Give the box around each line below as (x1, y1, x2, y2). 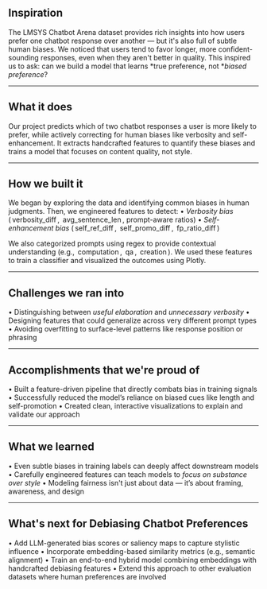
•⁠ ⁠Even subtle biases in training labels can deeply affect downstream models (8, 461, 259, 471)
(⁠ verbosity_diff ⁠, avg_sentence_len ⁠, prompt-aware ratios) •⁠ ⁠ (8, 215, 204, 225)
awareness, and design (8, 486, 85, 496)
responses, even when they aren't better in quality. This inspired (41, 52, 251, 62)
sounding (8, 52, 40, 62)
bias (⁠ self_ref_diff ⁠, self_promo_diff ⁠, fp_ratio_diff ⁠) (55, 223, 220, 233)
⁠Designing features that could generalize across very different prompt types (8, 316, 257, 325)
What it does (8, 100, 73, 114)
